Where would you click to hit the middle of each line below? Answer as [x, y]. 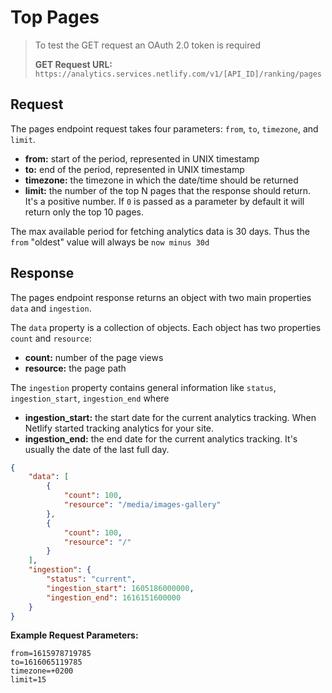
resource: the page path [75, 368]
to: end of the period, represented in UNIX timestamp [134, 169]
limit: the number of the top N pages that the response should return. [167, 190]
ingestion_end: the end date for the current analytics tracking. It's [161, 438]
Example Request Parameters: [74, 635]
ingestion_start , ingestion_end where [90, 398]
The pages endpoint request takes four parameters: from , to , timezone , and [164, 128]
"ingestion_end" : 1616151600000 [114, 597]
